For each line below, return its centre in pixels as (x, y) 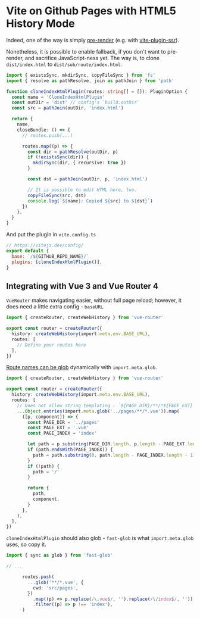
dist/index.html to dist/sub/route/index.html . (64, 64)
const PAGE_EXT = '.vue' (58, 428)
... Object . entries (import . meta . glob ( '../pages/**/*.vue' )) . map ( (98, 411)
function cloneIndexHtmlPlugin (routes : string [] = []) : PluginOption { (97, 91)
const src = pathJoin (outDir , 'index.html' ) (68, 108)
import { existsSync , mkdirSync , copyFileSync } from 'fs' (81, 75)
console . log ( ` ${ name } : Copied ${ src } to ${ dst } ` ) (90, 201)
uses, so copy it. (26, 544)
